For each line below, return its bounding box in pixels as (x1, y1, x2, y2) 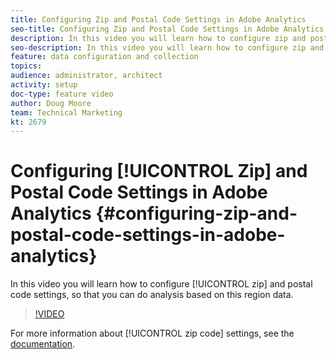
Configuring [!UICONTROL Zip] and (10, 160, 308, 183)
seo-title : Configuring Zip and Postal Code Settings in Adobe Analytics (10, 24, 325, 34)
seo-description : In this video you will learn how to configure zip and (10, 42, 325, 53)
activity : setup (10, 80, 78, 90)
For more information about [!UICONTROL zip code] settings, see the (10, 327, 295, 340)
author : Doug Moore (10, 98, 92, 108)
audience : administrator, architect (10, 71, 163, 81)
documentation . (10, 338, 76, 350)
